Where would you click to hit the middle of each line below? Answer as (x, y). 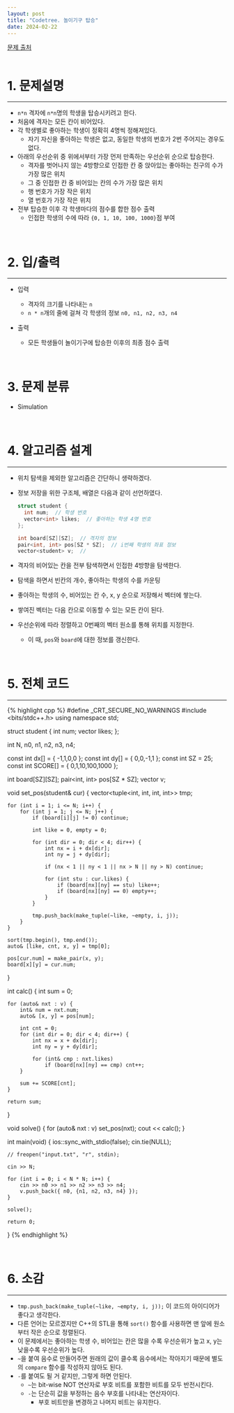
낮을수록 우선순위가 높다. (51, 1350)
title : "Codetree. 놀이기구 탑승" (53, 20)
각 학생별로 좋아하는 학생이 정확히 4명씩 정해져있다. (87, 131)
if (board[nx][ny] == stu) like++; (108, 885)
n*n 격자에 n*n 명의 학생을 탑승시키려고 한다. (77, 113)
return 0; (22, 1222)
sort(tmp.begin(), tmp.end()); (53, 941)
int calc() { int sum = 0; (40, 991)
